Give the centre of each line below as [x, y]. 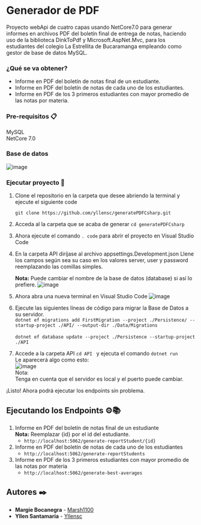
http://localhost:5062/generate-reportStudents [84, 454]
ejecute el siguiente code [46, 202]
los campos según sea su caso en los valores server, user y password [101, 260]
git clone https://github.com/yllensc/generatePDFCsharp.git [93, 213]
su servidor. [30, 315]
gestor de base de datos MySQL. [47, 52]
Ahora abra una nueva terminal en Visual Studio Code [81, 296]
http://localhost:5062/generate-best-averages [83, 473]
